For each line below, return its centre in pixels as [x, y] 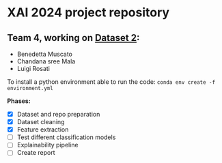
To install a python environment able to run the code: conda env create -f [111, 82]
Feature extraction [43, 130]
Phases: [19, 101]
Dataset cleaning [41, 122]
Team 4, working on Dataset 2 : [73, 38]
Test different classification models [66, 137]
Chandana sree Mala [46, 61]
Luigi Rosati [33, 69]
